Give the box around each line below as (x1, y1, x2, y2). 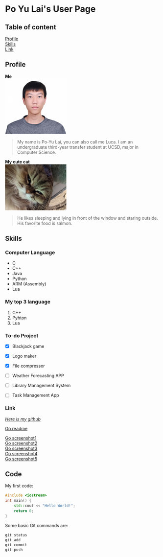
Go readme (5, 425, 28, 431)
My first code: (5, 483, 33, 489)
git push (5, 547, 23, 552)
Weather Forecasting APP (12, 373, 65, 379)
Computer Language (5, 249, 55, 255)
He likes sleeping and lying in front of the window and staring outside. (17, 215, 158, 221)
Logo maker (12, 353, 37, 359)
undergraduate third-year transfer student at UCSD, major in (17, 144, 139, 150)
